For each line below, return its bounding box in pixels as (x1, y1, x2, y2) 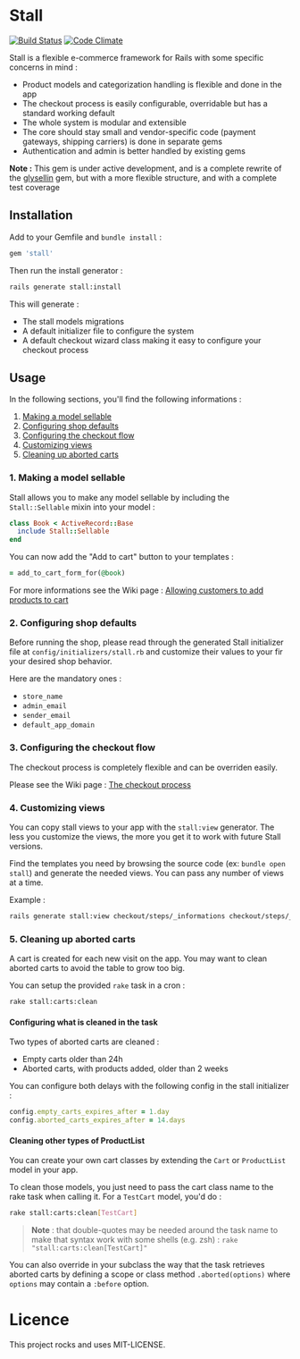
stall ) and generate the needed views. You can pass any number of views (9, 868, 284, 878)
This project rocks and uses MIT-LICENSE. (9, 1339, 166, 1350)
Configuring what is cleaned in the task (9, 1017, 158, 1027)
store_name (21, 692, 63, 702)
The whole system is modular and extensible (21, 117, 187, 128)
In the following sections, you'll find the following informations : (9, 394, 242, 405)
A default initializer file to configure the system (21, 325, 195, 336)
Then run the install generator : (9, 265, 123, 275)
